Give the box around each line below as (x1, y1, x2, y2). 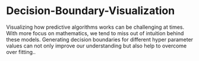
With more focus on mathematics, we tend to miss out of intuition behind (6, 29, 184, 36)
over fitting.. (6, 48, 36, 55)
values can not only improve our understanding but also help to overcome (6, 42, 187, 49)
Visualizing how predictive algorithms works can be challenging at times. (6, 23, 185, 30)
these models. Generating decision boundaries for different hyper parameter (6, 36, 194, 43)
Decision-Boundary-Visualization (6, 4, 175, 18)
